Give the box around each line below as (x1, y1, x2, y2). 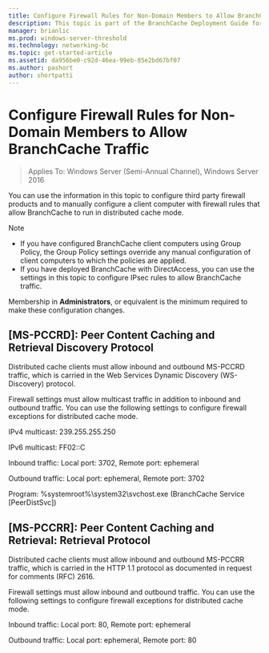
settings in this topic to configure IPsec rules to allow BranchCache (19, 272, 242, 282)
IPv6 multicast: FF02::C (8, 442, 86, 453)
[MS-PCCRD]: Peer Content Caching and (8, 328, 215, 341)
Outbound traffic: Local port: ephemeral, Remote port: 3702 (8, 474, 206, 483)
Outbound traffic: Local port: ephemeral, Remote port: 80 (8, 635, 197, 645)
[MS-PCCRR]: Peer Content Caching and (8, 521, 215, 534)
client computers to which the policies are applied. (19, 256, 187, 265)
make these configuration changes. (8, 305, 126, 315)
